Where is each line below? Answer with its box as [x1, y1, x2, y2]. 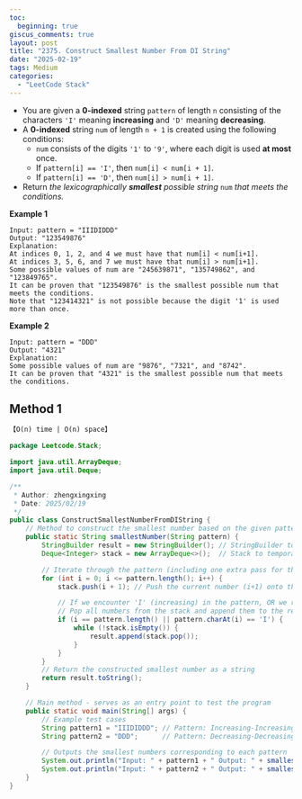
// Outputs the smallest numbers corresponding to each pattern [41, 748, 288, 757]
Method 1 [9, 401, 63, 417]
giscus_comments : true [9, 30, 94, 39]
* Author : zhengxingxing [13, 490, 106, 499]
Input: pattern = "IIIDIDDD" [9, 226, 119, 235]
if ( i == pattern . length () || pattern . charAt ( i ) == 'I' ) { [57, 615, 284, 624]
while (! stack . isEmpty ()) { [73, 624, 179, 633]
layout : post [9, 38, 58, 48]
